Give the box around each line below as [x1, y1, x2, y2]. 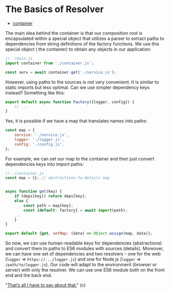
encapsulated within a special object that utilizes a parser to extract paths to [5, 35, 164, 41]
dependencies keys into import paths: [5, 161, 84, 167]
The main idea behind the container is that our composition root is [5, 30, 143, 36]
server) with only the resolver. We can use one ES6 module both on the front [5, 267, 165, 273]
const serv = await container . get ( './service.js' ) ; [5, 70, 116, 75]
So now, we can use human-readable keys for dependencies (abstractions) [5, 240, 162, 246]
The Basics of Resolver [5, 4, 104, 15]
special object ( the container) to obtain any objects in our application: [5, 46, 151, 52]
